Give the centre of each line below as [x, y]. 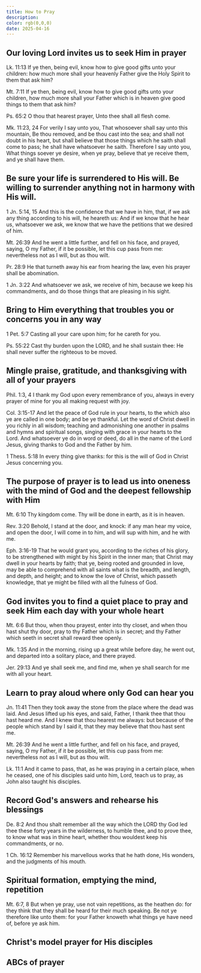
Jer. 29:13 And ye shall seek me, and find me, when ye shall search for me [98, 667]
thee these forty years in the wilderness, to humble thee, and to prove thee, [100, 830]
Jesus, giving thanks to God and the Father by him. [69, 444]
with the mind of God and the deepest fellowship [99, 491]
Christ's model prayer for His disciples [79, 942]
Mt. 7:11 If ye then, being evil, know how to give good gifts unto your [90, 92]
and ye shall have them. [35, 160]
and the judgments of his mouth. [46, 861]
